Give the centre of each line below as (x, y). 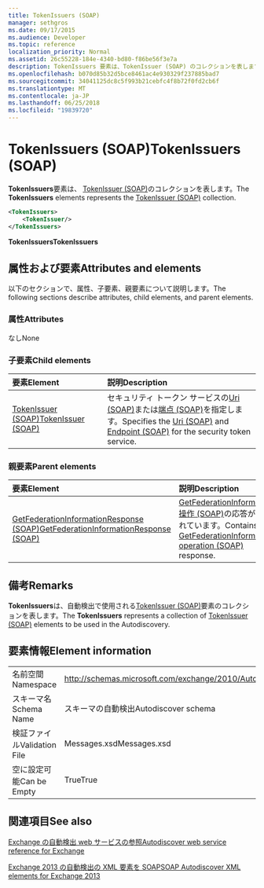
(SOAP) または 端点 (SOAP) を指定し (171, 409)
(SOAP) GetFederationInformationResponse (92, 529)
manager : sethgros (38, 23)
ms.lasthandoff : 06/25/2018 (54, 103)
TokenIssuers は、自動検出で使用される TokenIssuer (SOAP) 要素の (115, 606)
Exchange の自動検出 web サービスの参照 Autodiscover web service (117, 842)
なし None (24, 338)
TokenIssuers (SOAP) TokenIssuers (125, 149)
